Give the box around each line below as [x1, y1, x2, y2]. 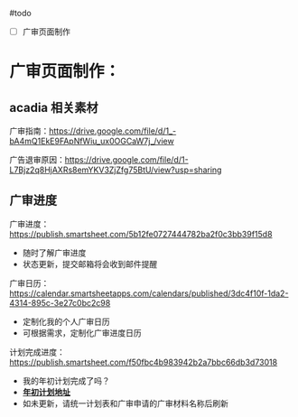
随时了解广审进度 [22, 247, 87, 258]
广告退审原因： [9, 154, 65, 165]
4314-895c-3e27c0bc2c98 [9, 297, 111, 308]
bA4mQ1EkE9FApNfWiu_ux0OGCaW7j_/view [9, 135, 174, 147]
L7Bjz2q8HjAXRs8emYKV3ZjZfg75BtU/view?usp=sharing [9, 164, 222, 175]
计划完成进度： [9, 347, 65, 357]
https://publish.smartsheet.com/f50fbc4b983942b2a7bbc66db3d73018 [9, 357, 278, 367]
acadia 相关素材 [9, 99, 99, 116]
